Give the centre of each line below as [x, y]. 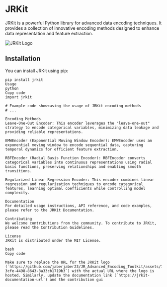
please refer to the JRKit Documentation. [50, 210]
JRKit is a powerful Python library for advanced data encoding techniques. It [83, 23]
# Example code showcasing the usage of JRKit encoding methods [73, 106]
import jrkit [19, 97]
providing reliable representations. [44, 132]
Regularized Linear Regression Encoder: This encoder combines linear [80, 180]
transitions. [19, 171]
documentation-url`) [27, 280]
